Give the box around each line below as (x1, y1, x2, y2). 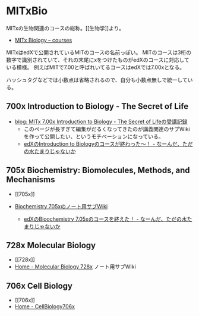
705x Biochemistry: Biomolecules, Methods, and (6, 165, 190, 176)
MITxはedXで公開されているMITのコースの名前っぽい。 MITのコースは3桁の (6, 49, 192, 56)
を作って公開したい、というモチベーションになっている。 (23, 133, 164, 140)
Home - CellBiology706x (14, 303, 75, 310)
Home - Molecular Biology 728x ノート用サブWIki (14, 263, 137, 270)
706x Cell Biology (6, 281, 73, 291)
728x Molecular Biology (6, 240, 96, 251)
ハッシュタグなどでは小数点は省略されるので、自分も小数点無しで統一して (6, 76, 188, 83)
